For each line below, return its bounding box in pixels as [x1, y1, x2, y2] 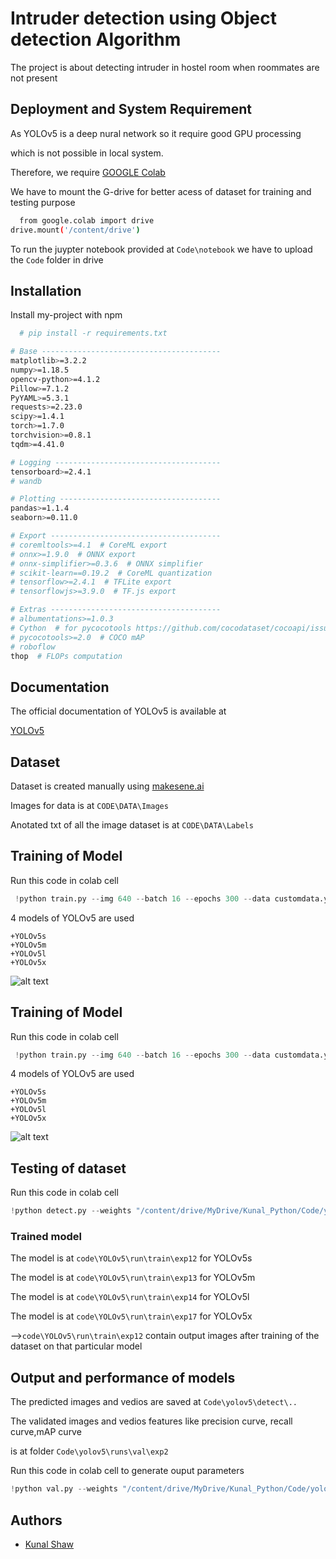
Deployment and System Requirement [10, 101, 252, 118]
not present [10, 72, 58, 84]
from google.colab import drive [19, 215, 155, 226]
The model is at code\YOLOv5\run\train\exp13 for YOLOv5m [10, 1272, 256, 1284]
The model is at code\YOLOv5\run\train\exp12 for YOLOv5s [10, 1252, 253, 1264]
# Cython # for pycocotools [10, 623, 132, 633]
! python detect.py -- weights [10, 1206, 132, 1216]
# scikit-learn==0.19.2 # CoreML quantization [10, 568, 213, 578]
